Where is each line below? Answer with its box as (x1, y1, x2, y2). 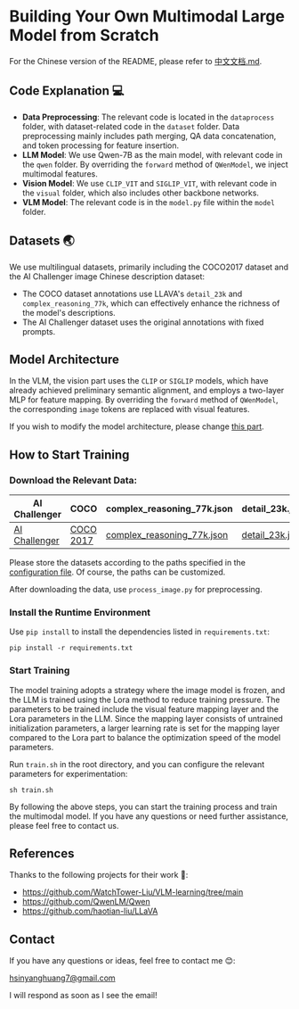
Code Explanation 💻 (9, 83, 125, 99)
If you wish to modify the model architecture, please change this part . (9, 421, 264, 432)
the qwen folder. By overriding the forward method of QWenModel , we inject (21, 159, 289, 170)
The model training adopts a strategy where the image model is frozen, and (9, 684, 286, 695)
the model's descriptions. (21, 307, 116, 318)
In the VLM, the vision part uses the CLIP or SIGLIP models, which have (9, 376, 269, 386)
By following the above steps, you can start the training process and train (9, 801, 278, 812)
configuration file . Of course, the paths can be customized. (9, 567, 226, 577)
